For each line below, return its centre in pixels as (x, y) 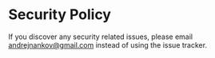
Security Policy (60, 15)
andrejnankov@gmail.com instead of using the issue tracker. (108, 44)
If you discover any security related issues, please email (101, 37)
